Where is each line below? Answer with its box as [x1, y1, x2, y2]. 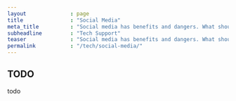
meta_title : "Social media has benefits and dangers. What [7, 23, 216, 30]
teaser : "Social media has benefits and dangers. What [7, 36, 216, 43]
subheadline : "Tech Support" [7, 29, 121, 37]
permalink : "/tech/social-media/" [7, 42, 143, 49]
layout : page [7, 10, 90, 17]
